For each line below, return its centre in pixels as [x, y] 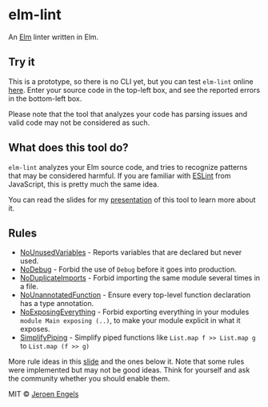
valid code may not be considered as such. [79, 123]
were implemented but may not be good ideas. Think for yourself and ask [129, 370]
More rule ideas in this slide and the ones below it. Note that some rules [126, 361]
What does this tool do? [69, 148]
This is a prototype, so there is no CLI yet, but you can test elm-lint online [131, 81]
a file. [29, 287]
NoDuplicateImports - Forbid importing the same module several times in [140, 278]
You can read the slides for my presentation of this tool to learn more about [132, 199]
